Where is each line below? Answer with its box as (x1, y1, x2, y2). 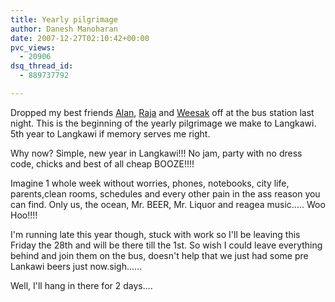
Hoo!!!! (10, 209, 38, 221)
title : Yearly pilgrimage (10, 14, 118, 25)
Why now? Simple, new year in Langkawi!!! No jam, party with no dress (10, 147, 303, 159)
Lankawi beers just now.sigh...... (10, 260, 143, 272)
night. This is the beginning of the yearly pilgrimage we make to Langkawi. (10, 117, 317, 129)
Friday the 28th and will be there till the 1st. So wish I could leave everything (10, 239, 323, 251)
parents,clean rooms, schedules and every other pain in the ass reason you (10, 187, 321, 200)
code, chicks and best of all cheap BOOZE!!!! (10, 157, 195, 170)
